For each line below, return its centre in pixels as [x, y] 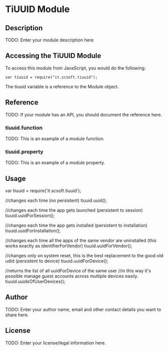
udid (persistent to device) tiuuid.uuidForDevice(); [57, 261]
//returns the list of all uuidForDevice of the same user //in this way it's [78, 271]
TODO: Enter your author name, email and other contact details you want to [83, 309]
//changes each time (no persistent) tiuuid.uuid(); [56, 201]
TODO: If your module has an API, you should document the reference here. [84, 114]
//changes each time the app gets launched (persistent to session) [74, 210]
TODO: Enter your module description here [50, 40]
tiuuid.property [24, 151]
